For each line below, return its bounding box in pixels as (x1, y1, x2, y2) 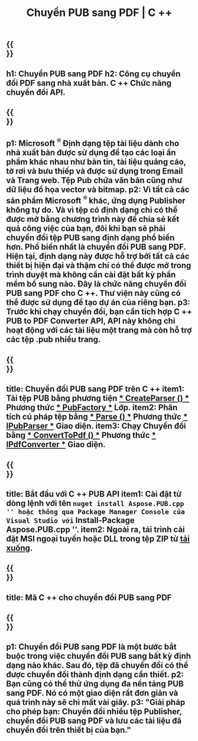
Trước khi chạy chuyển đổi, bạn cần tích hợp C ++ (6, 307, 192, 317)
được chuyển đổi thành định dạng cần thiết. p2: (6, 669, 184, 680)
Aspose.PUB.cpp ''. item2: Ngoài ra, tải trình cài (6, 524, 185, 534)
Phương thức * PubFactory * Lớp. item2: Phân (6, 402, 178, 413)
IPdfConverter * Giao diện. (6, 440, 106, 450)
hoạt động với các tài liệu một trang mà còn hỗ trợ (6, 326, 192, 336)
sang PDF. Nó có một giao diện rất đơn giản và (6, 688, 178, 698)
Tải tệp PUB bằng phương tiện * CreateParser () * (6, 394, 190, 404)
